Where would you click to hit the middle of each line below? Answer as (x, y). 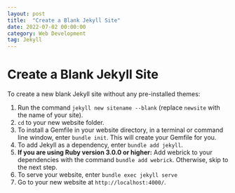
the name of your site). (50, 115)
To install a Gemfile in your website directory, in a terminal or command (120, 130)
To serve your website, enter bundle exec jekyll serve (97, 175)
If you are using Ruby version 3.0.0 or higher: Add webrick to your (115, 152)
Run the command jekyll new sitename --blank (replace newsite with (119, 108)
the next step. (37, 167)
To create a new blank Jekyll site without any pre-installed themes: (104, 94)
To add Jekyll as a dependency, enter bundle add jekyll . (100, 145)
